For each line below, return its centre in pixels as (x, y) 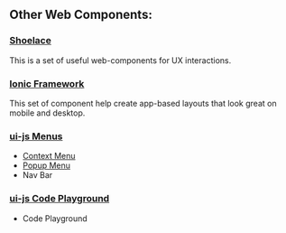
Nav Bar (37, 175)
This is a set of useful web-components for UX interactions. (120, 60)
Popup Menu (46, 165)
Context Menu (49, 156)
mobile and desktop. (47, 113)
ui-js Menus (36, 136)
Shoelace (30, 41)
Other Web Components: (81, 15)
